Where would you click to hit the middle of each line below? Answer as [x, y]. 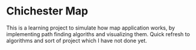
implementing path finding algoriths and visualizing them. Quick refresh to [98, 34]
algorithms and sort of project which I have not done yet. [77, 40]
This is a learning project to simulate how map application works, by [91, 28]
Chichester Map [47, 11]
